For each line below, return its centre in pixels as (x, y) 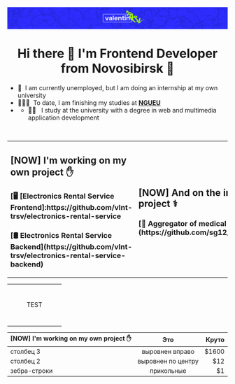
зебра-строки (31, 371)
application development (63, 118)
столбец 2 (25, 361)
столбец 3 (25, 351)
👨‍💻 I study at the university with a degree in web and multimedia (122, 111)
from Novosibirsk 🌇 (117, 69)
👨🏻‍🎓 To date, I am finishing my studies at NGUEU (89, 103)
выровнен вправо (168, 351)
